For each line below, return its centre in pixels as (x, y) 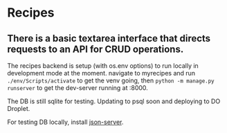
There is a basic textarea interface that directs (109, 38)
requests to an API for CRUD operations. (96, 49)
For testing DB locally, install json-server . (65, 122)
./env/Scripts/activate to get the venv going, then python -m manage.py (111, 80)
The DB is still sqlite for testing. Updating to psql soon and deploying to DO (114, 101)
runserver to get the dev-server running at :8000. (78, 88)
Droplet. (19, 108)
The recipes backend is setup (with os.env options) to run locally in (103, 66)
